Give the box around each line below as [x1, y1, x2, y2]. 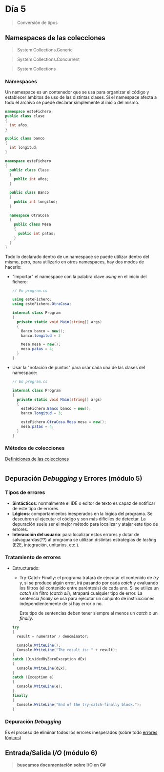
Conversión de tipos [17, 20, 58, 25]
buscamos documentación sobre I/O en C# [17, 762, 106, 768]
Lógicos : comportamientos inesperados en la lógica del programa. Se [12, 511, 153, 516]
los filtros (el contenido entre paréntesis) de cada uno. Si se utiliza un [19, 585, 159, 591]
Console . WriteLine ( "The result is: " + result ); [17, 648, 118, 653]
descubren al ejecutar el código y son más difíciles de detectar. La [12, 515, 146, 522]
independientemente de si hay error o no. [19, 601, 103, 607]
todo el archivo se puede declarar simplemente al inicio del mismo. [5, 99, 140, 106]
